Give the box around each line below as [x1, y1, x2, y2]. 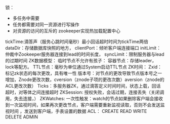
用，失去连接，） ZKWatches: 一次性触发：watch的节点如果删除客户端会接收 [5, 96, 163, 101]
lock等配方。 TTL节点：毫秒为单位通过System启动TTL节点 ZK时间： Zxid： [5, 64, 162, 70]
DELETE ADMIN [5, 114, 38, 120]
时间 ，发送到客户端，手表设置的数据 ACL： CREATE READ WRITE [9, 108, 147, 114]
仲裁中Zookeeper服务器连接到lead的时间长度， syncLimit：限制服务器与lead [5, 51, 164, 57]
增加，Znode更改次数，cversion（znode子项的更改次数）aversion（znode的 [5, 76, 164, 82]
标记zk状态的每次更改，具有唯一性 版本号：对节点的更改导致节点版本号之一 [5, 70, 162, 76]
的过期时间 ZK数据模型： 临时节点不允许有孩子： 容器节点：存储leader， [5, 58, 157, 63]
